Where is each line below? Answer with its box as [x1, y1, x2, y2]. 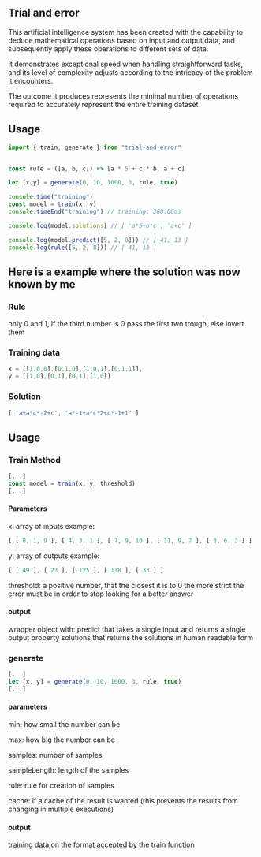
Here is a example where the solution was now [8, 265, 240, 278]
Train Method [8, 454, 61, 465]
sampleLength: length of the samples [8, 766, 129, 775]
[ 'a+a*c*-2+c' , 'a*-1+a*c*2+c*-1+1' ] [8, 409, 140, 417]
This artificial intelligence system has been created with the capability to [8, 27, 243, 36]
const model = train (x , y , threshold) [8, 479, 136, 487]
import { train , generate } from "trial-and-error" [8, 143, 181, 151]
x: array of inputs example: [8, 521, 95, 531]
